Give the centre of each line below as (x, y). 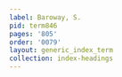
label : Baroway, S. (45, 17)
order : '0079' (36, 42)
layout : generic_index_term (61, 50)
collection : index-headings (61, 58)
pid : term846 (33, 26)
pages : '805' (33, 34)
